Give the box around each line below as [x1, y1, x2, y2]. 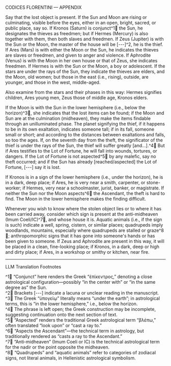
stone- [146, 180, 160, 185]
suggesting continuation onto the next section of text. [5, 311, 118, 318]
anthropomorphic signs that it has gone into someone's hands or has [11, 233, 155, 239]
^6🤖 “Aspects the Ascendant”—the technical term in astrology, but [5, 328, 144, 334]
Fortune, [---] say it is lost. [5, 164, 61, 170]
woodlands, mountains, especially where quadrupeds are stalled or [5, 227, 146, 233]
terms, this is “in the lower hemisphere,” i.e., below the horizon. [5, 301, 138, 307]
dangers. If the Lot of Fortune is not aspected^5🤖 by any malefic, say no [5, 153, 156, 159]
